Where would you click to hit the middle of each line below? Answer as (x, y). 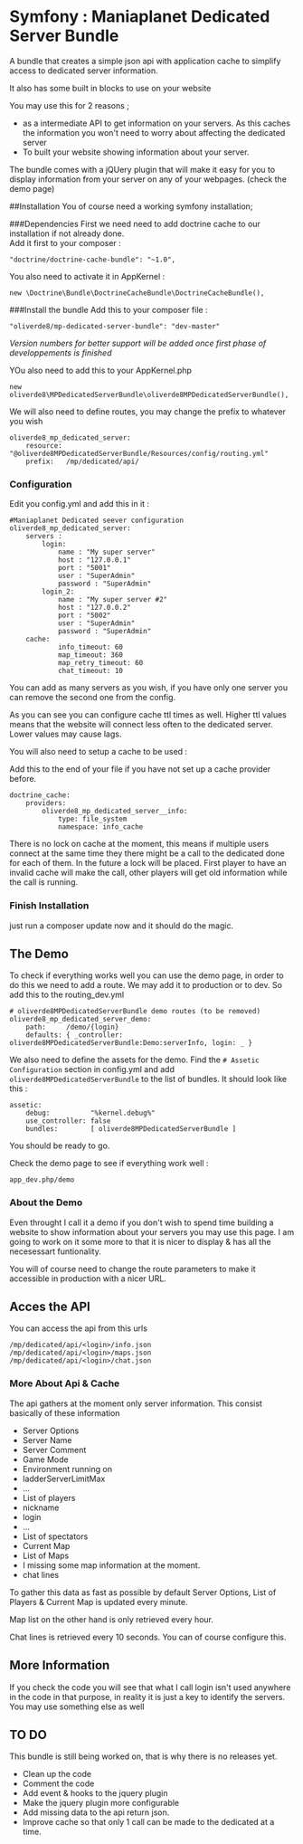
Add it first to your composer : (66, 242)
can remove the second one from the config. (93, 698)
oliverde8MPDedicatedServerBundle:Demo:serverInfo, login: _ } (131, 1043)
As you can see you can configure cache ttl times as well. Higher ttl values (148, 715)
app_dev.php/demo (42, 1180)
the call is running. (44, 882)
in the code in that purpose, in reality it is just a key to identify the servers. (147, 1697)
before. (23, 779)
